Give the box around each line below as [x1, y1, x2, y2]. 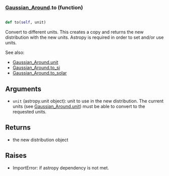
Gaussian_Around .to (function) [5, 4, 83, 11]
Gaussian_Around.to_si [12, 65, 61, 71]
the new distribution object [12, 137, 69, 143]
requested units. [12, 108, 47, 114]
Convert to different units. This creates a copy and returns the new [5, 29, 144, 35]
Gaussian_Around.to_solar [12, 70, 67, 76]
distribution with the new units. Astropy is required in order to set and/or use [5, 34, 164, 40]
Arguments [5, 85, 42, 93]
